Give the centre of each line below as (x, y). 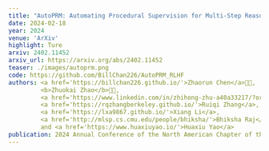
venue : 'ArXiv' (34, 38)
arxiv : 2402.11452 (39, 53)
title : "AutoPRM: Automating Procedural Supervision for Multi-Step (125, 16)
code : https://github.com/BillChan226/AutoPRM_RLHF (96, 75)
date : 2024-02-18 (37, 23)
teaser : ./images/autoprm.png (59, 68)
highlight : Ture (35, 46)
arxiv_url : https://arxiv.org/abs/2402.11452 (85, 61)
